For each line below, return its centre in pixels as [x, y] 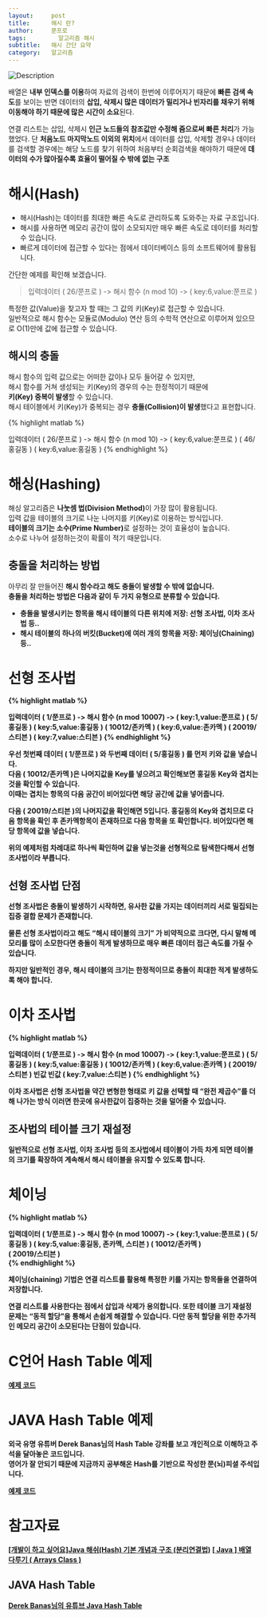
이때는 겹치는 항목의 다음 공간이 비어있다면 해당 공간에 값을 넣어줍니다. [116, 794]
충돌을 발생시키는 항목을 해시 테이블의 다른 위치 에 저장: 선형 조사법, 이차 [130, 613]
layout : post [37, 16]
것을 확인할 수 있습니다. [44, 784]
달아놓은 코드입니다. [54, 1454]
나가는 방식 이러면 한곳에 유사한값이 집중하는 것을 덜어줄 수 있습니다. [122, 1102]
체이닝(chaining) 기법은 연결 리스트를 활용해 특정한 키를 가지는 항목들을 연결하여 [133, 1279]
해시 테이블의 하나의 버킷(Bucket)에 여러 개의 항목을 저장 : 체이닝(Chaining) [137, 633]
